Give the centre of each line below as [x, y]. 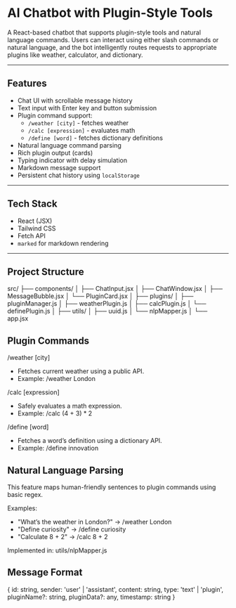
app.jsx [18, 318]
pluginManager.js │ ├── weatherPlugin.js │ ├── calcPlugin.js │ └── [107, 304]
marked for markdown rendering [63, 243]
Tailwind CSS [37, 228]
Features [27, 83]
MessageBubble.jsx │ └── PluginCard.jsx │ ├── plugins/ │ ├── [100, 296]
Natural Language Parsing [66, 470]
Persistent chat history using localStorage [79, 175]
